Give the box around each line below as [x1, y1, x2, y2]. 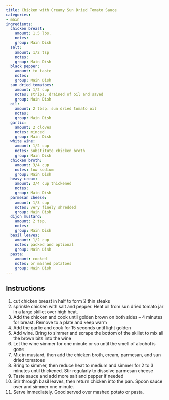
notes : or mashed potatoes [15, 261, 72, 266]
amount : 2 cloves [15, 125, 52, 130]
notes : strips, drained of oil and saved [15, 92, 103, 97]
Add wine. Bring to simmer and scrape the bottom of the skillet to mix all [13, 330, 164, 336]
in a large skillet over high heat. [13, 309, 78, 315]
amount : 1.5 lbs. [15, 31, 52, 36]
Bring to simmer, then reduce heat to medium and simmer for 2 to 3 [13, 362, 154, 368]
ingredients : [6, 21, 33, 27]
